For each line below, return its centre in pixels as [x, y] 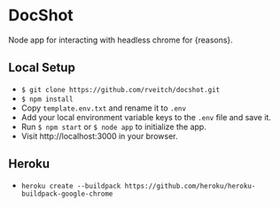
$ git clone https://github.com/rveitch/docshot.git [121, 89]
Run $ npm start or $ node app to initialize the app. [114, 126]
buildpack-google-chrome [67, 194]
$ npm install [47, 99]
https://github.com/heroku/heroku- [190, 186]
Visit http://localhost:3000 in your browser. [99, 136]
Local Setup [42, 68]
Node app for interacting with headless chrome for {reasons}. [121, 40]
